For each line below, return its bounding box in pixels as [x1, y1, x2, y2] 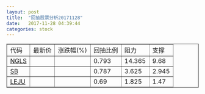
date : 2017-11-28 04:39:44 [6, 20, 81, 26]
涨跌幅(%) [57, 46, 87, 55]
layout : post [6, 9, 40, 15]
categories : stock [6, 26, 53, 32]
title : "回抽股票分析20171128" [6, 15, 84, 21]
